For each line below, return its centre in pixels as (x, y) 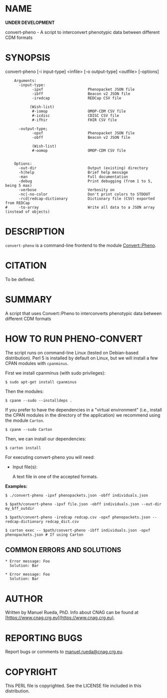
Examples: (16, 486)
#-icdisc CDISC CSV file (76, 115)
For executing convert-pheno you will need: (50, 457)
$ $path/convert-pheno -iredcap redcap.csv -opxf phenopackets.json (78, 517)
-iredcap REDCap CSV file (77, 98)
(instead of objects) (28, 212)
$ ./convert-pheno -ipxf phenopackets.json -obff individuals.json (77, 495)
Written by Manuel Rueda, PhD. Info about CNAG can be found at (72, 613)
